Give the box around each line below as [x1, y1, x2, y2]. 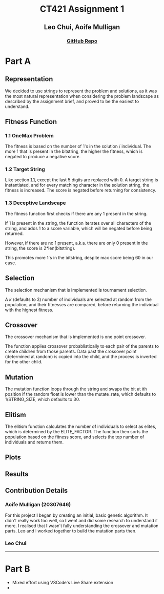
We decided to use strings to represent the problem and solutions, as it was [5, 88, 157, 94]
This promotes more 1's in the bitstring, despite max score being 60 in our [5, 255, 154, 260]
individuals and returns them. [5, 439, 64, 445]
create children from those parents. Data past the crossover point [5, 348, 137, 355]
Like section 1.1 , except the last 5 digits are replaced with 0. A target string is [5, 177, 159, 183]
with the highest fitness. [5, 307, 54, 313]
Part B [5, 563, 30, 574]
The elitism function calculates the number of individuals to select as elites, [5, 424, 157, 429]
